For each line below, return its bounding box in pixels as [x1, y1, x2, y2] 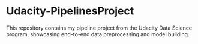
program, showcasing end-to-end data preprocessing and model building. [6, 30, 190, 37]
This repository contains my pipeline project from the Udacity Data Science [6, 24, 193, 31]
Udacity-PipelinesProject [6, 4, 134, 18]
